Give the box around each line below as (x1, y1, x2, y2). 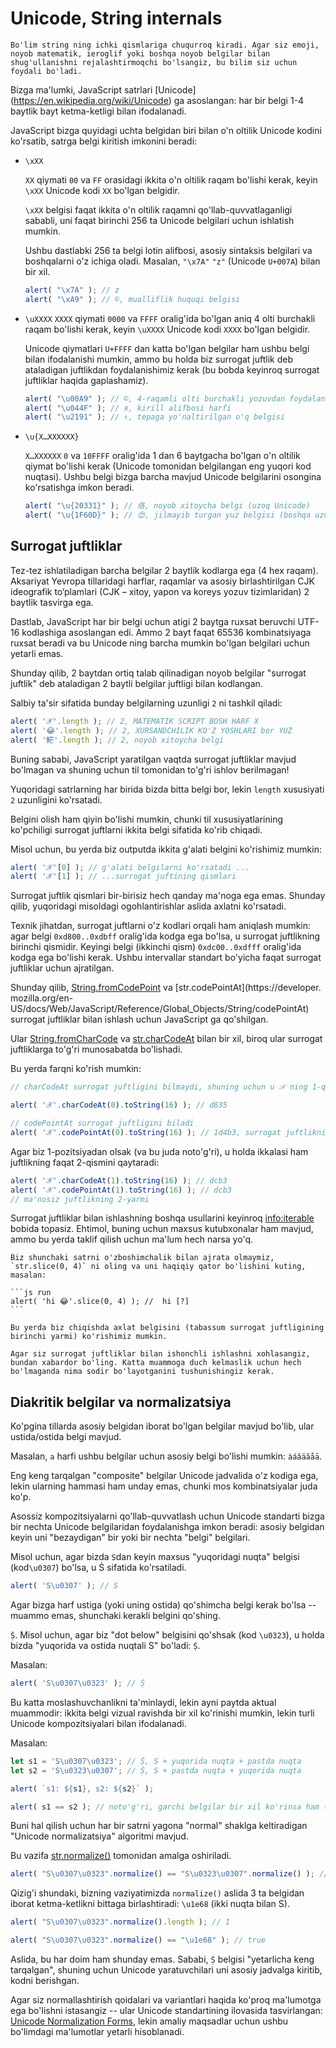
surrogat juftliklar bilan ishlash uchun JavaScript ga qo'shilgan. (10, 1013, 269, 1026)
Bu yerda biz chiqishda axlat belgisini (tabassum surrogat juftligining (10, 1323, 325, 1333)
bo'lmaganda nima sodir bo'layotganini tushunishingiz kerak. (10, 1367, 275, 1377)
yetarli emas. (10, 647, 64, 659)
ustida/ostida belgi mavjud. (10, 1431, 122, 1443)
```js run (10, 1288, 52, 1298)
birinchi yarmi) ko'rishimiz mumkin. (10, 1332, 168, 1342)
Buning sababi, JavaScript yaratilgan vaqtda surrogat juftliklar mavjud (10, 753, 297, 765)
